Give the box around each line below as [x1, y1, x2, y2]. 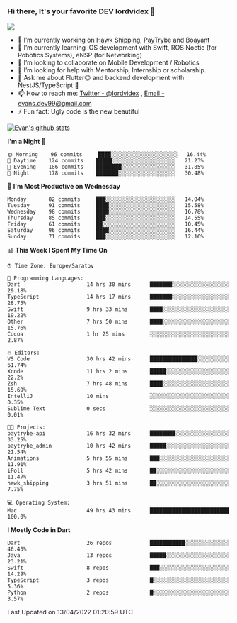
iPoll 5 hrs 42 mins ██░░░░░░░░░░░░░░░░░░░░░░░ [7, 468, 230, 475]
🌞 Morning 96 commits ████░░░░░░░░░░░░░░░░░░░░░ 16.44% [7, 151, 207, 158]
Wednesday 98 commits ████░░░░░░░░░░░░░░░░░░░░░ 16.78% [7, 209, 204, 216]
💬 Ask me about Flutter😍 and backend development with [17, 74, 185, 82]
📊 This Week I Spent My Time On [7, 246, 108, 255]
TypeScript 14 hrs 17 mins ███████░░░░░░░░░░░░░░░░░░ [7, 294, 230, 301]
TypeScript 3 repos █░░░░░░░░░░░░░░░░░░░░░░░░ [7, 577, 230, 584]
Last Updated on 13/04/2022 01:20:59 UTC [7, 608, 133, 617]
